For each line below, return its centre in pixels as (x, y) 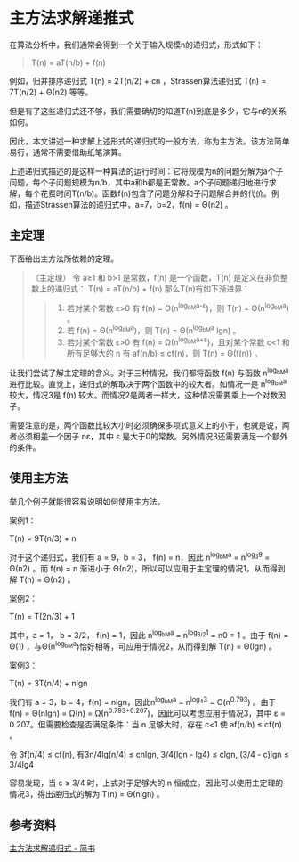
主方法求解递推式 (72, 18)
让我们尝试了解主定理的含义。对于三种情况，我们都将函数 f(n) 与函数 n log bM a (149, 372)
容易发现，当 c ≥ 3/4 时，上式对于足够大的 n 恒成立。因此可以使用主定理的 (146, 783)
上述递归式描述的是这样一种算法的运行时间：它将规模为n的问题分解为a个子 (146, 171)
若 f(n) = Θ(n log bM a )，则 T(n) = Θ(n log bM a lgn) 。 (154, 330)
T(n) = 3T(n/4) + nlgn (48, 683)
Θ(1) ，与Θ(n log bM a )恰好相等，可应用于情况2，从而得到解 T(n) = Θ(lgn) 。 (143, 645)
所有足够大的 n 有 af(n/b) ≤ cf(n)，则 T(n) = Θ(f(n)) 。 (164, 353)
